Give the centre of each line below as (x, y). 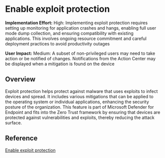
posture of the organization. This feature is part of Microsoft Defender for (80, 107)
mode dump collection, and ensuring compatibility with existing (69, 33)
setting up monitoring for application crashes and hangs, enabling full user (81, 28)
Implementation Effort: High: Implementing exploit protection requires (76, 23)
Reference (21, 138)
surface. (14, 122)
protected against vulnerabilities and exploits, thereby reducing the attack (80, 118)
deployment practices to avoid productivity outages (57, 43)
